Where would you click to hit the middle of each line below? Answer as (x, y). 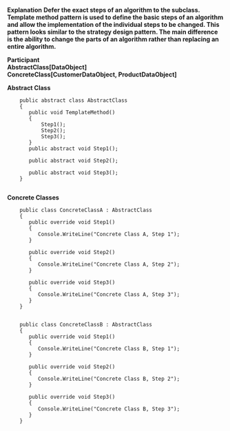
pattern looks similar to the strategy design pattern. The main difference (113, 32)
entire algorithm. (32, 46)
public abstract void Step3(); (73, 173)
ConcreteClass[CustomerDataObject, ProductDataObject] (92, 74)
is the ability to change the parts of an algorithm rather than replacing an (113, 39)
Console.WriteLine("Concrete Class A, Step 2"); (109, 264)
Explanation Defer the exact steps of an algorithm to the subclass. (104, 10)
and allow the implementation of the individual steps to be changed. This (113, 24)
